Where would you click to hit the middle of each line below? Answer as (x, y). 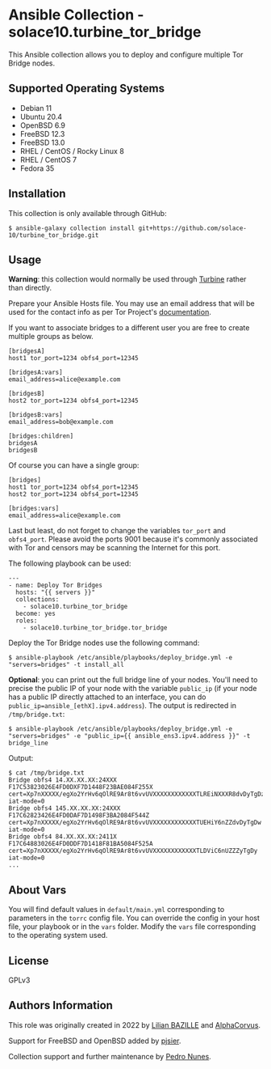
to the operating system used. (58, 935)
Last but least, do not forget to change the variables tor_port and (117, 531)
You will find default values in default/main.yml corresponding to (117, 910)
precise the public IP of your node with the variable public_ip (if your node (133, 689)
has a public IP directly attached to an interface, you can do (107, 697)
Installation (37, 194)
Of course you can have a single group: (74, 465)
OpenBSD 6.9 (43, 125)
